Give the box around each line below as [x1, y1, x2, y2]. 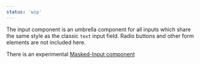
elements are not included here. [6, 38, 86, 46]
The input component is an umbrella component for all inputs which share [6, 26, 191, 33]
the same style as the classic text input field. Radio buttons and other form [6, 32, 195, 40]
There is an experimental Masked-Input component [6, 50, 135, 58]
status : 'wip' [6, 9, 43, 15]
